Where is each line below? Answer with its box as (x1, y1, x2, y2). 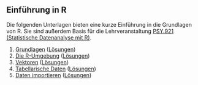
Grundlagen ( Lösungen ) (15, 46, 76, 53)
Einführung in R (6, 5, 67, 15)
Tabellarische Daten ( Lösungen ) (15, 65, 96, 72)
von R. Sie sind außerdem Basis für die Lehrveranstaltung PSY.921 (6, 27, 173, 35)
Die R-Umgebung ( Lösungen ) (15, 52, 90, 59)
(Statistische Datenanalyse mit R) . (6, 33, 92, 41)
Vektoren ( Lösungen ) (15, 58, 69, 66)
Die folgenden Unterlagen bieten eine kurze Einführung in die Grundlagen (6, 21, 192, 28)
